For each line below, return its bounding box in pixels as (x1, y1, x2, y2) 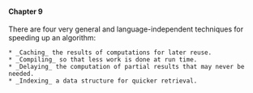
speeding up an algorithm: (8, 33, 96, 43)
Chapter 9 (8, 6, 43, 16)
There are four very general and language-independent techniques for (8, 24, 244, 34)
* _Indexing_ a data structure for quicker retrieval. (8, 77, 198, 85)
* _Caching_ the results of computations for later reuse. (8, 49, 212, 57)
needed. (8, 70, 35, 78)
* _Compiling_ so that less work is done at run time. (8, 56, 198, 64)
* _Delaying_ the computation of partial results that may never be (8, 63, 245, 71)
